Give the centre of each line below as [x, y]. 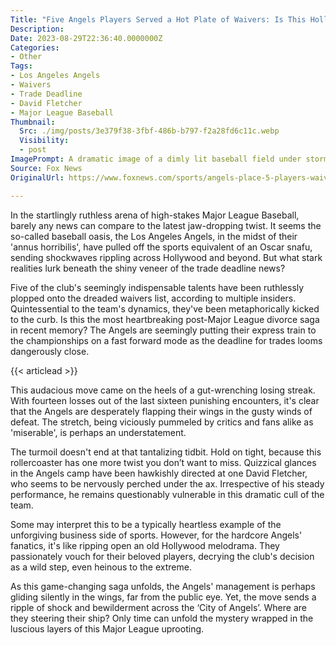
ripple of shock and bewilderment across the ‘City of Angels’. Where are [158, 607]
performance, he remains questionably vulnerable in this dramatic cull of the [167, 494]
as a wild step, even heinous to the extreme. [101, 567]
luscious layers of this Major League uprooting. [107, 628]
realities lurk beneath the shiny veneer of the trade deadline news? [148, 268]
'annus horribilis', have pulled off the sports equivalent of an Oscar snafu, [161, 247]
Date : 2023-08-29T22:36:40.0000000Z [86, 38]
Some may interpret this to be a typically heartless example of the [146, 524]
